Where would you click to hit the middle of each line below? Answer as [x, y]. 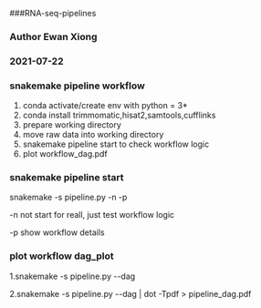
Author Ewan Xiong [53, 36]
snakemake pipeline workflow [78, 86]
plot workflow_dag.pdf [65, 154]
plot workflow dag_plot [62, 256]
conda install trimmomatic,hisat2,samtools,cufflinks [119, 115]
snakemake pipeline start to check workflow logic [116, 144]
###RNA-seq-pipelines [53, 13]
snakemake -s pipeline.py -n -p [68, 197]
